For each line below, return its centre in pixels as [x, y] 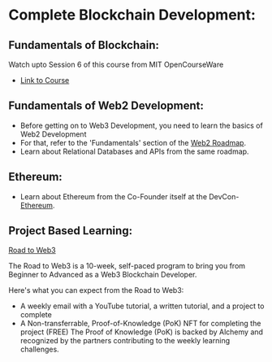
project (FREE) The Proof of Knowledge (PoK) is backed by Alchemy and [142, 332]
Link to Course [45, 80]
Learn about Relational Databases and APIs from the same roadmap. [134, 151]
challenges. [39, 349]
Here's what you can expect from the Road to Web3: [96, 290]
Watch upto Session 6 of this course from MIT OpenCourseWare [116, 64]
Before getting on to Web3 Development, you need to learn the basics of [142, 125]
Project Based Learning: [70, 231]
